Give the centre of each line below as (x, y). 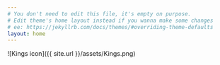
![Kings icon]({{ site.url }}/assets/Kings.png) (71, 54)
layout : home (27, 34)
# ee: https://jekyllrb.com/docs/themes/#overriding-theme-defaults (110, 27)
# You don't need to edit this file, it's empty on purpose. (99, 14)
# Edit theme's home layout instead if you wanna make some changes (110, 20)
